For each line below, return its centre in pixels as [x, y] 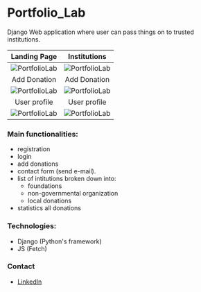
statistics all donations [49, 208]
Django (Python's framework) [59, 241]
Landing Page [34, 56]
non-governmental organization [73, 194]
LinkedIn [29, 282]
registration [34, 149]
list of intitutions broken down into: [67, 179]
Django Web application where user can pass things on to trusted [101, 32]
